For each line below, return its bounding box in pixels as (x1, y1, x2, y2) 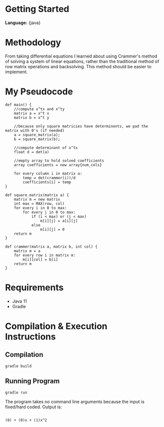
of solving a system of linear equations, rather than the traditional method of (5, 58, 160, 64)
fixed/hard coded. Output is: (5, 404, 62, 410)
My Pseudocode (5, 86, 73, 97)
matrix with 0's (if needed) (5, 128, 65, 133)
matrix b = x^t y (14, 115, 50, 120)
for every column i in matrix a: (14, 171, 82, 176)
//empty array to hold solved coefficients (14, 158, 105, 163)
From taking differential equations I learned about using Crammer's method (5, 53, 158, 59)
